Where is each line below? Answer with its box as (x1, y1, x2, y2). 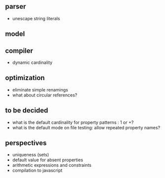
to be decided (5, 106, 48, 115)
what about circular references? (12, 92, 78, 98)
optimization (5, 74, 45, 82)
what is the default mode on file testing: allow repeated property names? (12, 124, 161, 130)
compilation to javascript (12, 168, 63, 174)
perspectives (5, 139, 47, 148)
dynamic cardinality (12, 59, 53, 65)
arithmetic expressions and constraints (12, 162, 91, 168)
